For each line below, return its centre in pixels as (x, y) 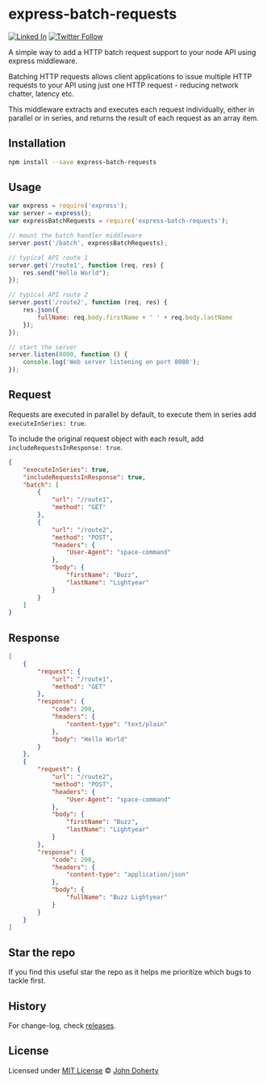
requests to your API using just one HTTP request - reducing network (124, 85)
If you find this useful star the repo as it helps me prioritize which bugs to (130, 972)
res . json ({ (41, 310)
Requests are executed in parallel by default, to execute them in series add (132, 414)
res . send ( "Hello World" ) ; (67, 273)
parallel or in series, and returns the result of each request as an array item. (134, 117)
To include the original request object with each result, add (106, 439)
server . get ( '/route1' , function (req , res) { (86, 265)
